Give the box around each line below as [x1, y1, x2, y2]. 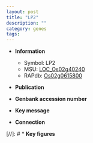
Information [14, 47, 46, 55]
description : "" [6, 20, 47, 26]
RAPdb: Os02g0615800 [23, 72, 83, 79]
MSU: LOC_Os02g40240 [23, 65, 85, 73]
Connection [14, 118, 45, 126]
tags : [6, 31, 20, 37]
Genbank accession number [14, 96, 87, 103]
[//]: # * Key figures [6, 130, 55, 138]
